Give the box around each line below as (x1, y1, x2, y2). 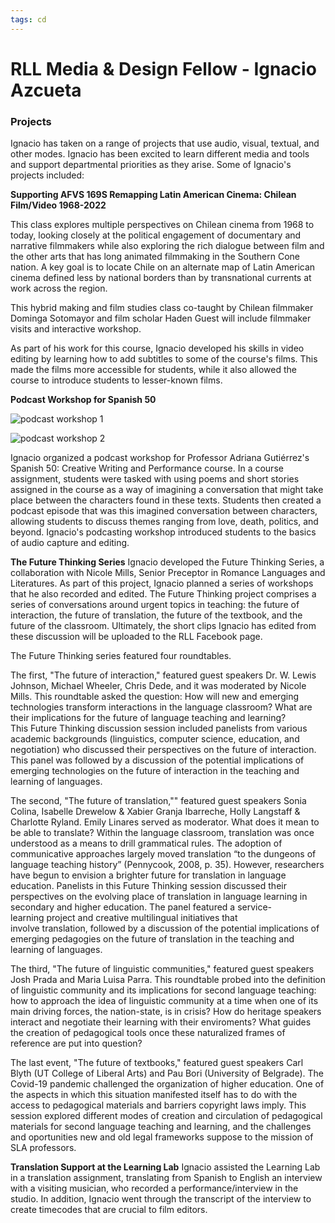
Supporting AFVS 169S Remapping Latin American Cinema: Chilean (10, 189, 297, 201)
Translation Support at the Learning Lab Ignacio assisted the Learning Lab (10, 1161, 321, 1173)
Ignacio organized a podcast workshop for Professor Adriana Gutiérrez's (10, 452, 310, 464)
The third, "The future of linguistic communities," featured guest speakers (10, 963, 315, 975)
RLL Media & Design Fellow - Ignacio (10, 57, 317, 80)
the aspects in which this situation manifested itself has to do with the (10, 1089, 298, 1101)
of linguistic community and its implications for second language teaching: (10, 984, 317, 996)
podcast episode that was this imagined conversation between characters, (10, 505, 318, 517)
